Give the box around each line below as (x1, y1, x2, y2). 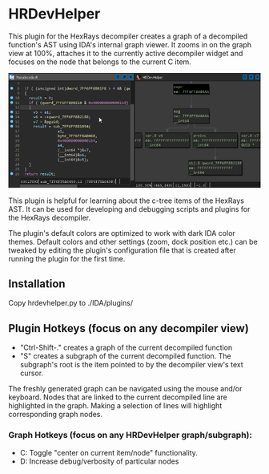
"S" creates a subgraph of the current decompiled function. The (19, 351, 231, 361)
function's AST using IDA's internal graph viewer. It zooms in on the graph (8, 39, 252, 49)
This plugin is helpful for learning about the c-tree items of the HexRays (8, 196, 244, 205)
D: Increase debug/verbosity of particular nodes (19, 456, 179, 466)
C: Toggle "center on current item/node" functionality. (19, 448, 199, 457)
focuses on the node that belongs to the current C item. (8, 57, 192, 67)
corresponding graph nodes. (8, 410, 102, 419)
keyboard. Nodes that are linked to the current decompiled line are (8, 392, 228, 402)
